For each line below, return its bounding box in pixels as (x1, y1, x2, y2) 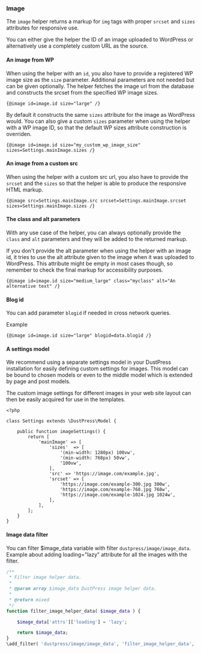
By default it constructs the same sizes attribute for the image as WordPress (6, 111, 196, 118)
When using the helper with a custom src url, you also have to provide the (6, 173, 188, 180)
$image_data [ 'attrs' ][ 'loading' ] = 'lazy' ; (17, 619, 128, 625)
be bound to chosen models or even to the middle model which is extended (6, 372, 193, 379)
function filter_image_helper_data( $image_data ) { (6, 608, 141, 614)
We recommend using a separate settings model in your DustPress (6, 358, 172, 366)
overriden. (6, 130, 32, 137)
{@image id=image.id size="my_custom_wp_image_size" (6, 142, 141, 148)
